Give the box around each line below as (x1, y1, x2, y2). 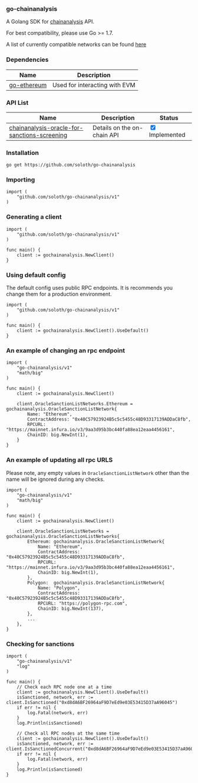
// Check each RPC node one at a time (16, 684, 112, 690)
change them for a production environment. (6, 290, 112, 298)
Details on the (92, 123, 131, 131)
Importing (6, 176, 35, 184)
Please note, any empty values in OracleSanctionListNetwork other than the (6, 469, 190, 476)
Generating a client (6, 213, 62, 221)
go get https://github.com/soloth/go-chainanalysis (6, 162, 136, 168)
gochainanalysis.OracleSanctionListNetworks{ (6, 533, 120, 539)
